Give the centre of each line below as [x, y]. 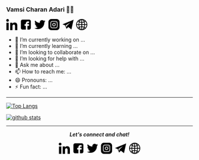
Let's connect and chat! [99, 135]
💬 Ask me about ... [37, 65]
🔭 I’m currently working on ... [50, 40]
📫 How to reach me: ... [43, 72]
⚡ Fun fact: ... [31, 87]
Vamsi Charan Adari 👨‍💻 [40, 9]
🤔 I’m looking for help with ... [49, 59]
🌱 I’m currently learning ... [46, 46]
